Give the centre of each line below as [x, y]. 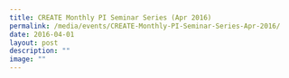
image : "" [28, 59]
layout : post [34, 43]
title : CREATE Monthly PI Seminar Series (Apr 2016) [111, 17]
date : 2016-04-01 [42, 34]
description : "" [40, 51]
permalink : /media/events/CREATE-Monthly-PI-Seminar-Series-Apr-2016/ [145, 26]
